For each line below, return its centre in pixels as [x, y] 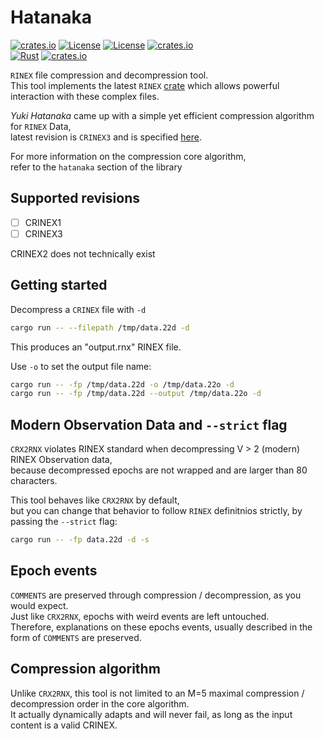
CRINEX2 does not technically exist [83, 253]
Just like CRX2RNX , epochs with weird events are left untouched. [140, 616]
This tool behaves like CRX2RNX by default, [95, 500]
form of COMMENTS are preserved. [76, 637]
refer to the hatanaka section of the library [96, 167]
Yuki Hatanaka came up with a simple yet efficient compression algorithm [162, 115]
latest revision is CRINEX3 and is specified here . [106, 137]
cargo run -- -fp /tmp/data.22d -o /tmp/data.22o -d [122, 384]
